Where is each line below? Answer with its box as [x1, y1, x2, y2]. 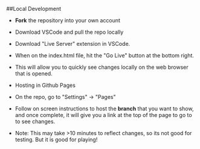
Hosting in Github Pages [15, 81, 76, 89]
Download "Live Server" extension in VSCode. [15, 40, 131, 47]
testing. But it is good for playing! [15, 136, 98, 143]
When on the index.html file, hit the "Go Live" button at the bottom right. [15, 52, 195, 59]
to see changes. [15, 118, 56, 125]
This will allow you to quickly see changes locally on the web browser [15, 63, 189, 71]
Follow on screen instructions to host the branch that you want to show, [15, 105, 194, 112]
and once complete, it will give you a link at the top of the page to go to [15, 112, 192, 118]
